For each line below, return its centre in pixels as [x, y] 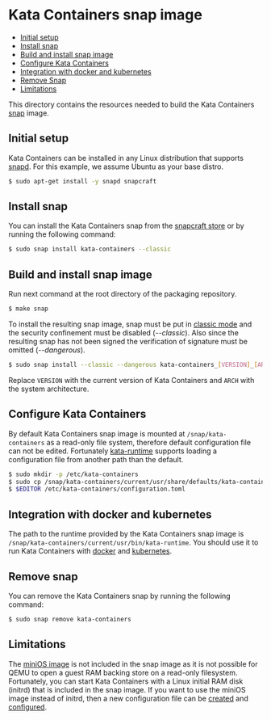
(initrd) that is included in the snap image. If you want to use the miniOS [127, 689]
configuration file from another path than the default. [96, 459]
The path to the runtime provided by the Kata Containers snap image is [126, 534]
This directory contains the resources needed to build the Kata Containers [131, 104]
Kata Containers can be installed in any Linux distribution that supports [126, 158]
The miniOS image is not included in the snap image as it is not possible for [133, 663]
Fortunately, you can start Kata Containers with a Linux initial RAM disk [126, 681]
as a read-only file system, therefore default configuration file [149, 442]
